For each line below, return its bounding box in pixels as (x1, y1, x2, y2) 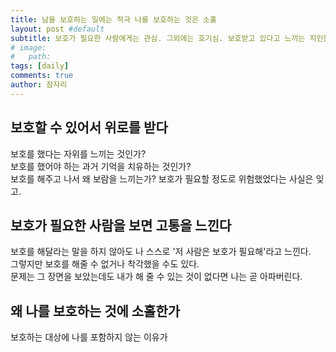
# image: (10, 42, 47, 53)
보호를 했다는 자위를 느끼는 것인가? (10, 147, 147, 160)
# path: (10, 52, 52, 62)
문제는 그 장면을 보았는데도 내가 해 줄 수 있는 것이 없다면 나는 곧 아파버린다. (10, 271, 303, 283)
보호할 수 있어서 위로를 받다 (10, 119, 168, 136)
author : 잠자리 (10, 80, 68, 90)
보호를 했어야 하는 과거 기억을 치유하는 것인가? (10, 160, 192, 172)
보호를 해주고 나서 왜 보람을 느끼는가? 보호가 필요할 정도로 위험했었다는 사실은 (10, 172, 314, 185)
